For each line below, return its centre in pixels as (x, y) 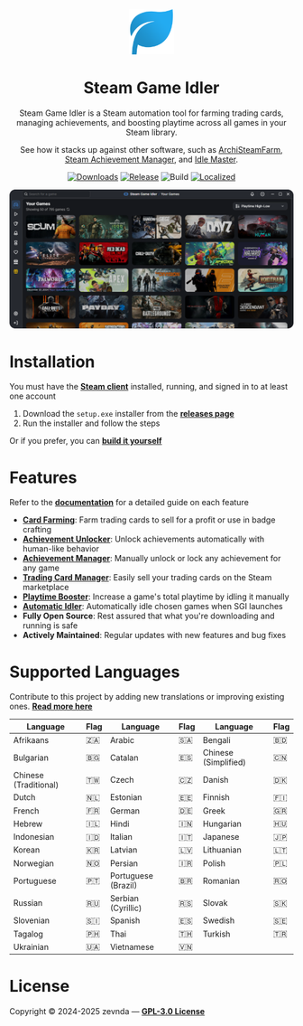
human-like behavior (61, 549)
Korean (27, 850)
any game (41, 568)
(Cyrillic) (126, 908)
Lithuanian (222, 850)
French (26, 810)
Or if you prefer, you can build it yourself (86, 441)
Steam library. (151, 132)
